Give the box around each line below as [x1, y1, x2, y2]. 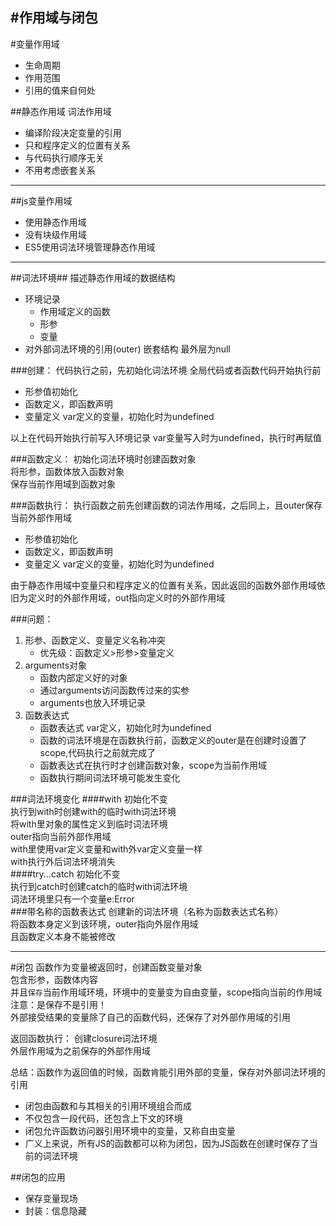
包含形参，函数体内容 [10, 973, 98, 985]
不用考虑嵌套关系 [24, 164, 96, 176]
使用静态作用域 [24, 216, 87, 228]
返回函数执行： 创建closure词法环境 [10, 1032, 158, 1044]
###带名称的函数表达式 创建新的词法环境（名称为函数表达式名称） [10, 905, 284, 917]
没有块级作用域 [24, 228, 87, 240]
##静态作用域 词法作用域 [10, 105, 112, 117]
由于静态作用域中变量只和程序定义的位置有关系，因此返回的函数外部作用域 [10, 579, 317, 591]
